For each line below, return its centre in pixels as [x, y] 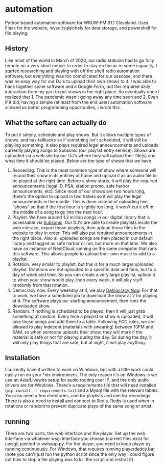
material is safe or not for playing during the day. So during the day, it [82, 337]
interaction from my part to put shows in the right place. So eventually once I [82, 91]
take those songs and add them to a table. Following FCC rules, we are [83, 321]
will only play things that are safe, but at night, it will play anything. [79, 342]
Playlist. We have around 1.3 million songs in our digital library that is [81, 217]
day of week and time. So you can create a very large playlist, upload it [84, 275]
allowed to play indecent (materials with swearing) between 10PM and [83, 327]
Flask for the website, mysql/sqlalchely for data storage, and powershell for [81, 27]
